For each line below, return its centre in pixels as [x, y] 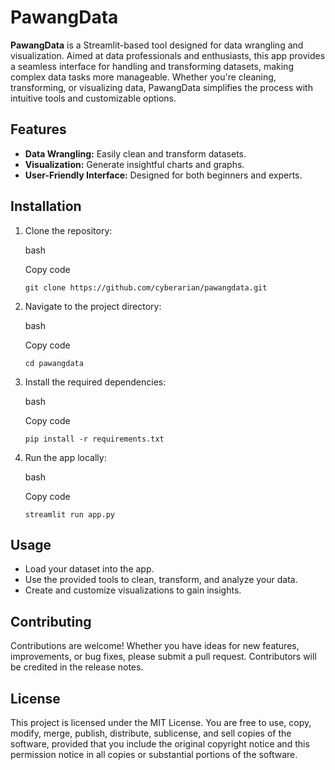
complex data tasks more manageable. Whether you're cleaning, [143, 77]
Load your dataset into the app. [89, 569]
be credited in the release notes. [77, 667]
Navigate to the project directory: [93, 306]
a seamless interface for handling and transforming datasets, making [152, 66]
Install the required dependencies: [95, 382]
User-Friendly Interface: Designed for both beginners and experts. [163, 175]
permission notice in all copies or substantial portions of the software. [154, 754]
